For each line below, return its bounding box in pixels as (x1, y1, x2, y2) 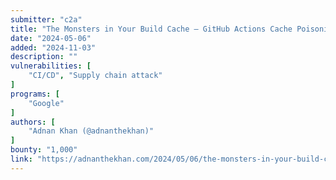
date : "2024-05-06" (10, 33, 92, 43)
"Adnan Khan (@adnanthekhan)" (28, 126, 155, 136)
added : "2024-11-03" (10, 42, 97, 53)
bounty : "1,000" (10, 145, 78, 155)
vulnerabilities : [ (10, 61, 92, 71)
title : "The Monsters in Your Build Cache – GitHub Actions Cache (10, 24, 293, 34)
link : (10, 154, 33, 164)
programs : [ (10, 89, 60, 99)
